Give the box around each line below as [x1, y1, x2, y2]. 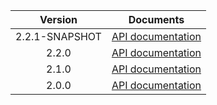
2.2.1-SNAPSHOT [15, 30, 102, 43]
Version [39, 13, 78, 26]
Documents [128, 13, 185, 26]
